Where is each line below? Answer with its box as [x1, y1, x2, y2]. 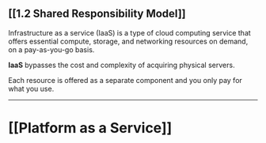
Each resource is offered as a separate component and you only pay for [8, 75, 243, 85]
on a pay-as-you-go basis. [8, 44, 95, 55]
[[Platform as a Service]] [8, 119, 173, 137]
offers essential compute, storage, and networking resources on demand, [8, 36, 249, 46]
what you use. [8, 84, 55, 93]
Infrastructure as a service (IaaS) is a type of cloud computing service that [8, 28, 251, 37]
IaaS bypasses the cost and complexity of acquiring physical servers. [8, 60, 235, 70]
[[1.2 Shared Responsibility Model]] [8, 7, 186, 21]
